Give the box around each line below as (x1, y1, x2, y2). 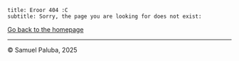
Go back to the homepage (7, 26, 84, 33)
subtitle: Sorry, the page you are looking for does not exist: (7, 13, 202, 20)
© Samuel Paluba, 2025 (7, 46, 78, 54)
